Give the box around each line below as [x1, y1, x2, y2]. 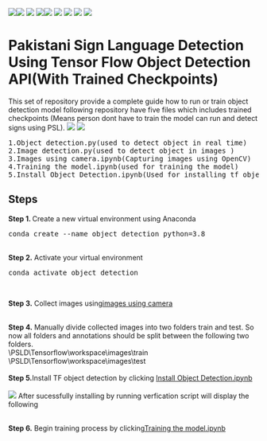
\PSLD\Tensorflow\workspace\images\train [8, 347, 149, 357]
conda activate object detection [8, 267, 139, 277]
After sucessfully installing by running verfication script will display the [17, 391, 250, 400]
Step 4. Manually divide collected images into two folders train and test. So [8, 322, 254, 332]
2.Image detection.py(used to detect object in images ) [8, 146, 235, 155]
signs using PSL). [8, 123, 65, 132]
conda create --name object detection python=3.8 [8, 229, 206, 238]
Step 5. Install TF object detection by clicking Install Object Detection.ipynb [8, 373, 253, 382]
